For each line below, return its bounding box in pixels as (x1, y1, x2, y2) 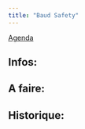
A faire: (8, 82, 46, 95)
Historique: (8, 109, 65, 122)
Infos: (8, 56, 38, 69)
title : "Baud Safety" (8, 11, 79, 20)
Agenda (8, 33, 34, 42)
